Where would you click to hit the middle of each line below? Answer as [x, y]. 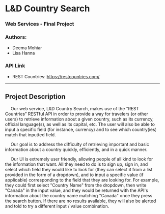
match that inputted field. [30, 135]
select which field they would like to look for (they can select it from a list [79, 169]
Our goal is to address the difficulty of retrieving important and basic [80, 144]
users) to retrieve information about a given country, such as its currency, [79, 119]
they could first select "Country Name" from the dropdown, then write [76, 185]
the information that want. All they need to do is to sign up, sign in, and [77, 164]
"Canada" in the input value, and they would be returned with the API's [77, 190]
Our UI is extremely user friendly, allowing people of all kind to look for [82, 159]
